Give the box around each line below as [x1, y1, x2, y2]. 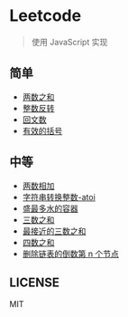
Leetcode [9, 5, 82, 26]
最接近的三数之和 [22, 226, 87, 236]
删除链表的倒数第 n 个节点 [22, 248, 119, 259]
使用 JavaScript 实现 [31, 36, 108, 47]
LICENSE [9, 274, 60, 290]
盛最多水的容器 [22, 203, 78, 214]
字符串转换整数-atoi [22, 191, 96, 202]
